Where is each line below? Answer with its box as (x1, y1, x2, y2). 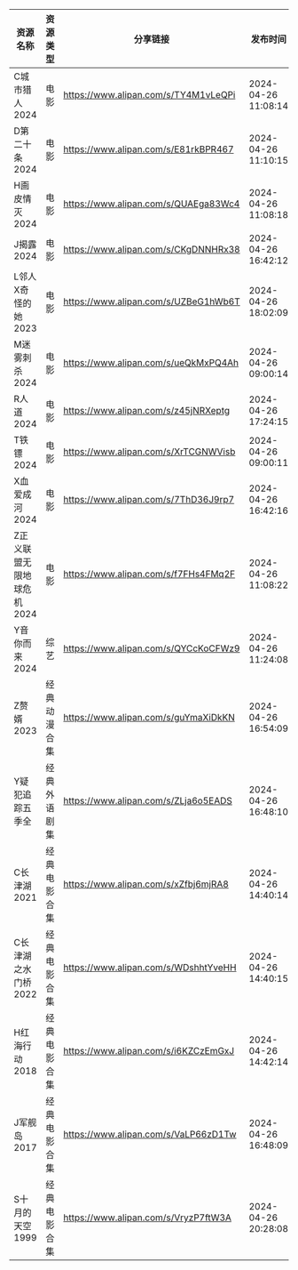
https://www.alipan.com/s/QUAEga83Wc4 (63, 197, 240, 210)
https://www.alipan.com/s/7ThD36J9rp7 (63, 494, 235, 505)
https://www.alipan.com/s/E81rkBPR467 (63, 143, 234, 155)
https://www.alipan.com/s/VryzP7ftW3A (63, 1211, 232, 1224)
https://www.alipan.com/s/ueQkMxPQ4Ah (63, 357, 239, 368)
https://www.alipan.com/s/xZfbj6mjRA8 (63, 878, 229, 890)
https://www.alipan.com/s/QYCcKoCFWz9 (63, 642, 240, 655)
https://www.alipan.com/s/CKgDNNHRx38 (63, 244, 241, 255)
